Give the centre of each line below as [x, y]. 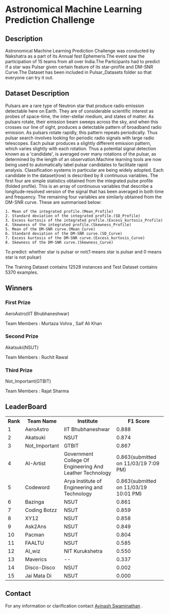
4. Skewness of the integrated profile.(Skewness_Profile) [68, 225]
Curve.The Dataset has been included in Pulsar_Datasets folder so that [78, 72]
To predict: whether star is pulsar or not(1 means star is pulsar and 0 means [83, 251]
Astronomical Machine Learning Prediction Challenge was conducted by [80, 51]
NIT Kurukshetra [83, 551]
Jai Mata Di [38, 576]
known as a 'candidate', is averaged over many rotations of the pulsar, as [81, 154]
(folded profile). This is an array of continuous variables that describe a [79, 186]
